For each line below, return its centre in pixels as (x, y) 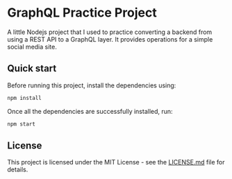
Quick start (32, 68)
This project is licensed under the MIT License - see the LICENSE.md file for (116, 162)
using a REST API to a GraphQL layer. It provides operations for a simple (110, 39)
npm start (22, 124)
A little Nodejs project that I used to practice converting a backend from (110, 32)
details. (18, 170)
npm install (24, 98)
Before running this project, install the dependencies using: (92, 85)
